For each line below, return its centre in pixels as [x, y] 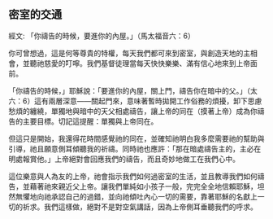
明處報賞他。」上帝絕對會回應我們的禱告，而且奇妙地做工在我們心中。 [124, 159]
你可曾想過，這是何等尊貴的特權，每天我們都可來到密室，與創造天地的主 [129, 53]
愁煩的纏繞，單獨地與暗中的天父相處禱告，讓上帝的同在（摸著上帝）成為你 [133, 111]
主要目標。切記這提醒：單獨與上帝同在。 [90, 121]
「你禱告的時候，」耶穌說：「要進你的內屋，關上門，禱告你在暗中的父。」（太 [133, 90]
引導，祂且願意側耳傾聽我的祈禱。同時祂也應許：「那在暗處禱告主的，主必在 [135, 148]
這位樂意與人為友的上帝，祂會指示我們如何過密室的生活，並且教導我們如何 [133, 176]
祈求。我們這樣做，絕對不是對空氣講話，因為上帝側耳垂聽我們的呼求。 [140, 207]
